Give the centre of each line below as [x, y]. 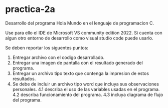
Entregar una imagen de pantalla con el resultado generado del [77, 62]
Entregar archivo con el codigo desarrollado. [58, 57]
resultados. [24, 78]
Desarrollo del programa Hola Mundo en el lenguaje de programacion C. [80, 23]
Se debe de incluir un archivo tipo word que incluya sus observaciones [86, 84]
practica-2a [30, 9]
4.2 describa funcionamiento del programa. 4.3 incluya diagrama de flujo [88, 94]
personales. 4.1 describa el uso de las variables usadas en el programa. [86, 89]
